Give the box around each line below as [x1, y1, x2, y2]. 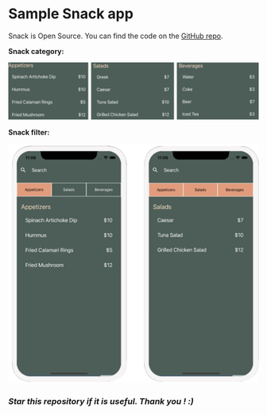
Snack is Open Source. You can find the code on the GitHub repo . [8, 31, 223, 41]
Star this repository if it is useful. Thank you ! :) [8, 395, 195, 406]
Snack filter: [8, 127, 50, 137]
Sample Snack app [8, 5, 133, 23]
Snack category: [8, 46, 64, 56]
